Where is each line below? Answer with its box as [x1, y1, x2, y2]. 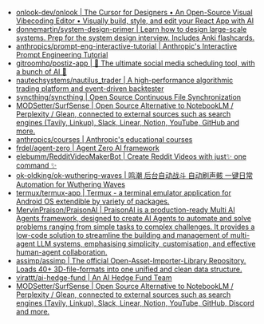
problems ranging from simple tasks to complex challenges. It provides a [15, 222, 255, 231]
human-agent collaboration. [15, 247, 108, 257]
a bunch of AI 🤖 [15, 67, 67, 76]
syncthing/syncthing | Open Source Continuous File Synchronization [15, 93, 242, 101]
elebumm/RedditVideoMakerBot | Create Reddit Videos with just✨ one [15, 152, 247, 161]
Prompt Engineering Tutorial [15, 50, 108, 59]
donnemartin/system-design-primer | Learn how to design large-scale [15, 25, 247, 34]
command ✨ [15, 160, 57, 170]
